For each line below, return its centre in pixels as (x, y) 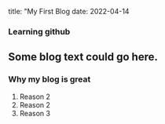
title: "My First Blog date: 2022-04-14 (69, 11)
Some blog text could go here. (83, 57)
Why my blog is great (49, 79)
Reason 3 (35, 113)
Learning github (39, 31)
